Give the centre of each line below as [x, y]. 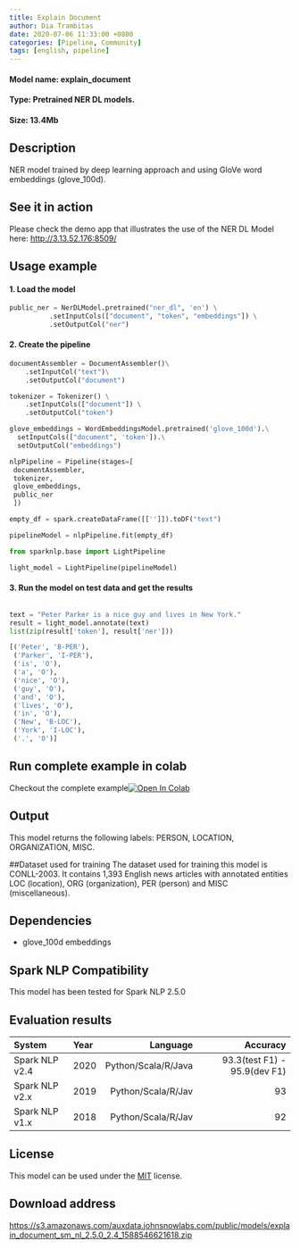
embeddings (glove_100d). [58, 179]
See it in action [51, 208]
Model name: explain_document [70, 79]
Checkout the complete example [69, 787]
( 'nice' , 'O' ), [41, 680]
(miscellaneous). [40, 893]
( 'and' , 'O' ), [39, 697]
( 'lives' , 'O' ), [43, 705]
